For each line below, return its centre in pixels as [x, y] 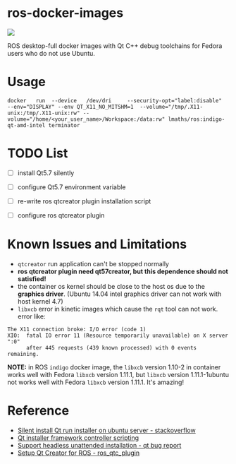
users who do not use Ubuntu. [51, 53]
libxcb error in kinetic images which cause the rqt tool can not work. [118, 309]
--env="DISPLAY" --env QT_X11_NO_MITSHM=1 [70, 107]
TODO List [38, 154]
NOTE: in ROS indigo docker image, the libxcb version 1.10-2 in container [114, 367]
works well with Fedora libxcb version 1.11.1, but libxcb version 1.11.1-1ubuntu [118, 375]
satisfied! [32, 279]
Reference [38, 411]
